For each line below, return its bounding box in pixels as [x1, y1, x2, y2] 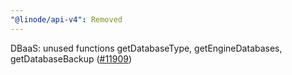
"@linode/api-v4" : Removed [10, 14, 123, 25]
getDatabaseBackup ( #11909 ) [10, 52, 133, 65]
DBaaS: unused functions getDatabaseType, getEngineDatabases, [10, 42, 283, 54]
